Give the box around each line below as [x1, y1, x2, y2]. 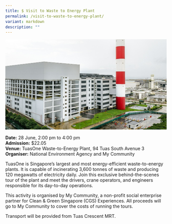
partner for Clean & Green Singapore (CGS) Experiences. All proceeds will [5, 198, 161, 204]
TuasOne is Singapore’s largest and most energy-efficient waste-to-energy [5, 161, 164, 167]
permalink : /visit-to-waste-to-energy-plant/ [5, 13, 104, 19]
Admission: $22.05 [5, 140, 47, 146]
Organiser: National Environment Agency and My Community [5, 151, 135, 157]
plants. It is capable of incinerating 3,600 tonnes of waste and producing [5, 166, 159, 172]
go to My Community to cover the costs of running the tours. [5, 203, 133, 209]
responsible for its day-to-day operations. [5, 183, 93, 189]
